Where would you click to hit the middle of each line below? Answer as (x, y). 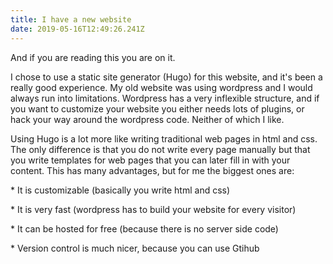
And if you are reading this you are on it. (93, 57)
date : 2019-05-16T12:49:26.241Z (77, 29)
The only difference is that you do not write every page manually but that (160, 149)
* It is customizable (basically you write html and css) (120, 190)
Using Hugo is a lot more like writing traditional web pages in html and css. (164, 138)
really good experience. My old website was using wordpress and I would (161, 87)
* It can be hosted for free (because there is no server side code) (144, 228)
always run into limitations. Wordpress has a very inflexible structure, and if (165, 98)
